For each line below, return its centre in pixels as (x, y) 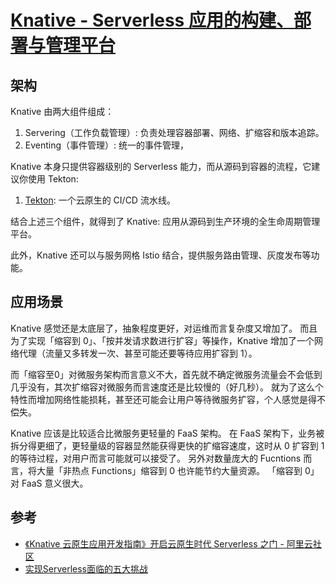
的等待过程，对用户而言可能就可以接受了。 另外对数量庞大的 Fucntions (156, 458)
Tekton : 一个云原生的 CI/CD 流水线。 (100, 200)
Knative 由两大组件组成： (62, 111)
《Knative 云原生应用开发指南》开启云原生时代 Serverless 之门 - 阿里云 (168, 543)
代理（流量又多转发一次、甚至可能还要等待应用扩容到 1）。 (138, 353)
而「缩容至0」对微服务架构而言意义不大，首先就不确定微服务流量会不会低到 (166, 374)
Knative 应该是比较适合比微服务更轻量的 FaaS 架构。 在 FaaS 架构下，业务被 (167, 433)
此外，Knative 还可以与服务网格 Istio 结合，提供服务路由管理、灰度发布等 (161, 255)
